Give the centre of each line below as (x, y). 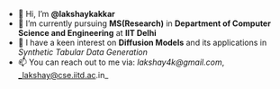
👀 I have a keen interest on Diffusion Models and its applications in (142, 42)
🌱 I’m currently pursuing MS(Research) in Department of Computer (145, 23)
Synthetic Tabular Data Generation (83, 52)
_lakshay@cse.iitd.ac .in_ (63, 75)
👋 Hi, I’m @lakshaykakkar (66, 14)
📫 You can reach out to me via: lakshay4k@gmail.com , (121, 62)
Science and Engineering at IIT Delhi (87, 33)
